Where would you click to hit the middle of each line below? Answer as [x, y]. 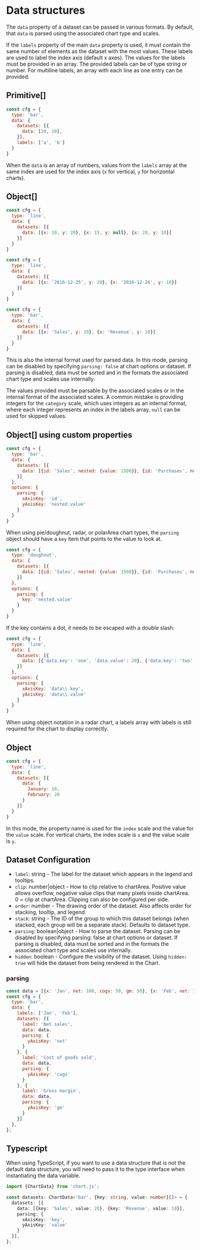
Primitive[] [26, 95]
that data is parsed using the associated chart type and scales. [83, 33]
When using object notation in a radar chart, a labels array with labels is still [99, 722]
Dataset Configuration [49, 859]
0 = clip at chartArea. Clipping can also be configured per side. [92, 900]
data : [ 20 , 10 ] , [42, 132]
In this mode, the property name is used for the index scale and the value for [100, 828]
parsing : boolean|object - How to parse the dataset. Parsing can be [97, 931]
